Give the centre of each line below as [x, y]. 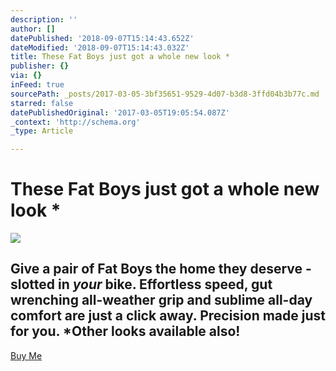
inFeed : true [37, 85]
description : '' [44, 19]
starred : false [42, 103]
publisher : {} [40, 66]
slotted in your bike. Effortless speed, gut [141, 284]
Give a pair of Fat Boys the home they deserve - [161, 269]
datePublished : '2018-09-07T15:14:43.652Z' [102, 38]
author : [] [33, 29]
